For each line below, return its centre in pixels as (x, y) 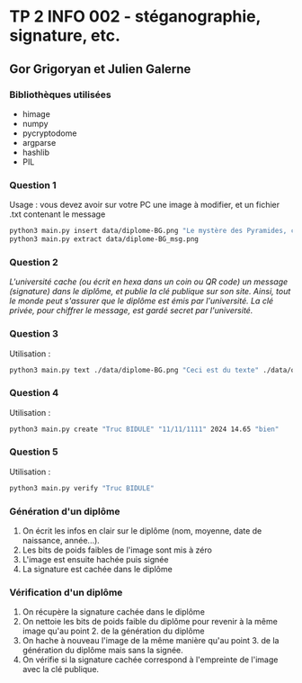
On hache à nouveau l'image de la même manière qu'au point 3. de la (151, 641)
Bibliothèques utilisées (60, 94)
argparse (39, 142)
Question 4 (34, 393)
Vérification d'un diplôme (66, 592)
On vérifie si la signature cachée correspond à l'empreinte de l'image (150, 660)
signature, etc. (65, 36)
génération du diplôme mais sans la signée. (103, 651)
